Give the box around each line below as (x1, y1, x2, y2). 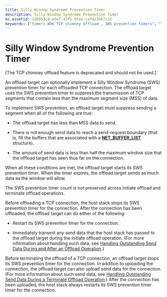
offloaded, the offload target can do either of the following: (5, 210, 126, 217)
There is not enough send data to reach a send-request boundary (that (12, 130, 158, 136)
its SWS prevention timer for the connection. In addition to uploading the (5, 261, 153, 267)
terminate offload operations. (5, 190, 65, 196)
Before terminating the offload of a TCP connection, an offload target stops (5, 255, 159, 262)
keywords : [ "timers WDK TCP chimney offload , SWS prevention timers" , (5, 21, 157, 26)
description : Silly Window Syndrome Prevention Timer (5, 12, 119, 17)
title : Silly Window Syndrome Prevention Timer (5, 7, 106, 12)
